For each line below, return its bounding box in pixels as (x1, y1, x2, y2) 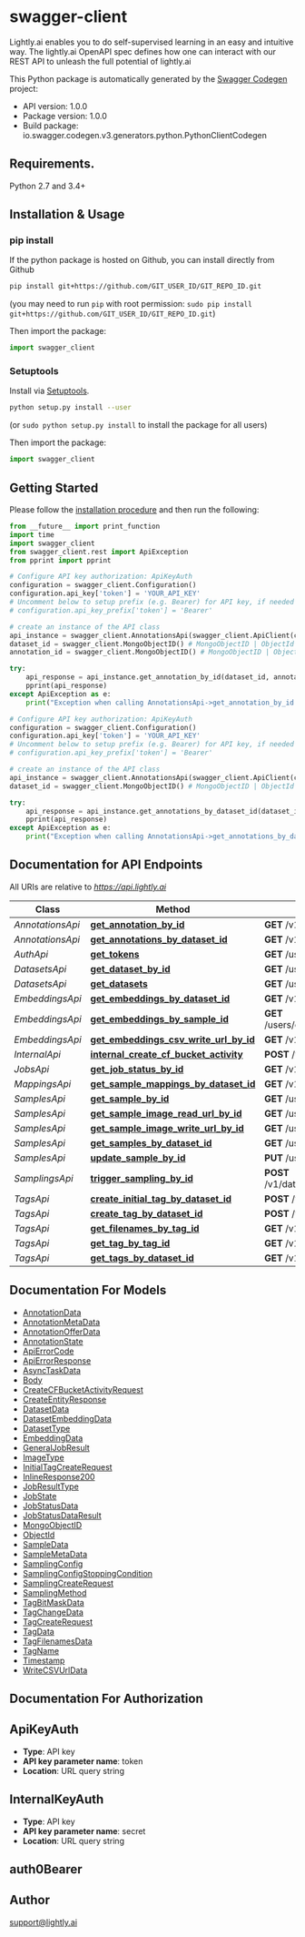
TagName (22, 1645, 60, 1656)
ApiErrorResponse (22, 1354, 92, 1366)
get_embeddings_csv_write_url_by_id (90, 1033, 256, 1046)
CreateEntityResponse (22, 1394, 107, 1405)
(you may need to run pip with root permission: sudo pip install (9, 299, 252, 309)
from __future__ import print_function (9, 522, 161, 532)
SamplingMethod (22, 1587, 87, 1598)
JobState (22, 1490, 57, 1501)
